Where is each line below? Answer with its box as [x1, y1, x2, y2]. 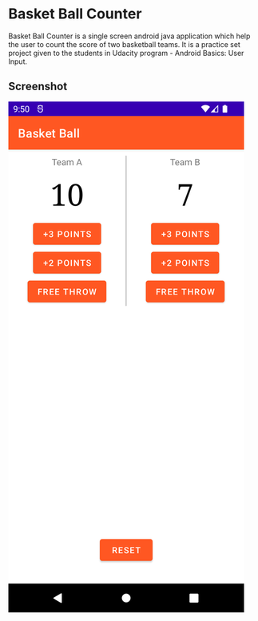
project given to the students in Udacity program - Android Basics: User [8, 48, 244, 57]
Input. [8, 57, 28, 66]
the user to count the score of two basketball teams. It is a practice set [8, 39, 241, 49]
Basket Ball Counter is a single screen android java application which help [8, 31, 251, 41]
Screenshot [8, 80, 68, 93]
